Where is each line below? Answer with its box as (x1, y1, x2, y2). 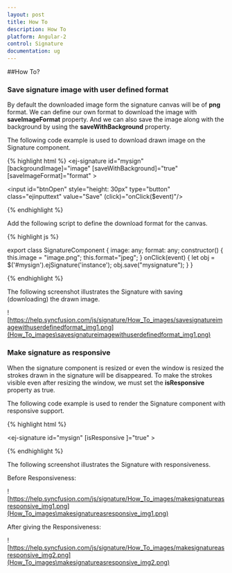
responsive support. (7, 406, 64, 415)
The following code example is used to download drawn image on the (7, 136, 206, 145)
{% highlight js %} (7, 233, 59, 241)
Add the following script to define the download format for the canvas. (7, 219, 208, 228)
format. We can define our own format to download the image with (7, 108, 197, 116)
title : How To (7, 18, 48, 26)
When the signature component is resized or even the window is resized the (7, 364, 224, 372)
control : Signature (7, 40, 64, 48)
